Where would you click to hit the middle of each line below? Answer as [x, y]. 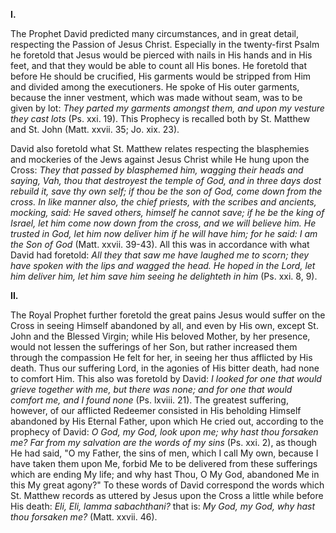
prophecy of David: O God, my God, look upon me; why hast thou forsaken [164, 432]
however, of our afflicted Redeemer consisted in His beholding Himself [156, 410]
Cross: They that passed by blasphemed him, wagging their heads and [157, 170]
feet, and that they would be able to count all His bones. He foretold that [159, 65]
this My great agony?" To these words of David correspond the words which [167, 485]
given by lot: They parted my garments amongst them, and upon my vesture [167, 108]
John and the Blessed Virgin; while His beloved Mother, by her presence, [160, 336]
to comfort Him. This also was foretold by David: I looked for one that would [166, 378]
